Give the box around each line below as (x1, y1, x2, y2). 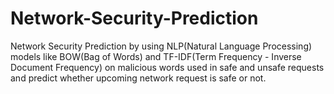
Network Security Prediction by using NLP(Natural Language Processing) (10, 40, 313, 52)
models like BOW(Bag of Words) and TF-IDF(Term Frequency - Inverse (10, 50, 302, 62)
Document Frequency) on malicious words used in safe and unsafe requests (10, 61, 325, 73)
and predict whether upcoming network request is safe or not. (10, 72, 267, 84)
